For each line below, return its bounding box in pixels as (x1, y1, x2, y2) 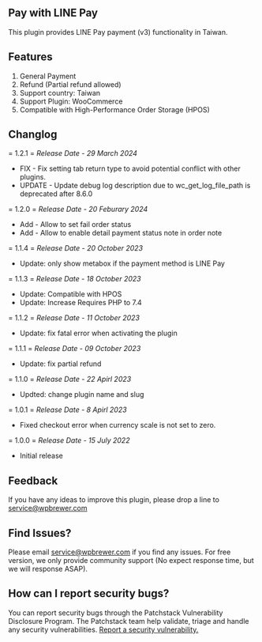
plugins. (19, 172, 46, 182)
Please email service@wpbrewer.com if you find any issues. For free (8, 547, 231, 557)
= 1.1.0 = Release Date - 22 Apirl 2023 (8, 375, 132, 384)
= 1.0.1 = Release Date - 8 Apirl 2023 (8, 405, 128, 414)
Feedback (8, 474, 58, 487)
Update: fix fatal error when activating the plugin (19, 328, 178, 338)
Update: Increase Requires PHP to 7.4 (19, 298, 142, 308)
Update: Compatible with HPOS (19, 289, 122, 299)
